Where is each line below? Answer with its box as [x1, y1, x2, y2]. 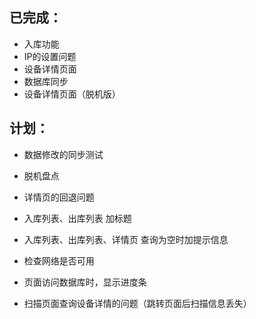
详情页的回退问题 [23, 191, 95, 203]
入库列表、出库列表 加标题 [23, 212, 132, 224]
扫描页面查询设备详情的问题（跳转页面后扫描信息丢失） [23, 297, 252, 309]
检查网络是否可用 [23, 254, 95, 267]
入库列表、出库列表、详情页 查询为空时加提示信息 [23, 233, 229, 245]
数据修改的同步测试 [23, 148, 104, 160]
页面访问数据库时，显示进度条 [23, 276, 147, 288]
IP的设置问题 [23, 50, 77, 62]
